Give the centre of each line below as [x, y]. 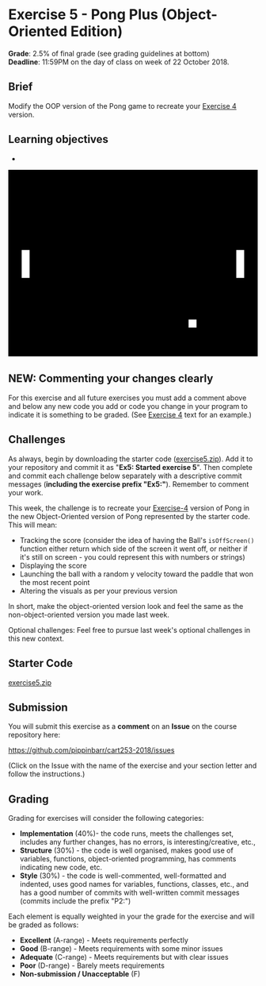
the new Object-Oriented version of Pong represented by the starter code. [129, 516]
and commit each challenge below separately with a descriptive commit [125, 476]
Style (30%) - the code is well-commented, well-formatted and [123, 876]
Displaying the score [53, 565]
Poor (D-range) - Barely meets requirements [92, 965]
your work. [26, 492]
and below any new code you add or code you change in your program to [128, 406]
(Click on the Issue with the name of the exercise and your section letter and [133, 766]
